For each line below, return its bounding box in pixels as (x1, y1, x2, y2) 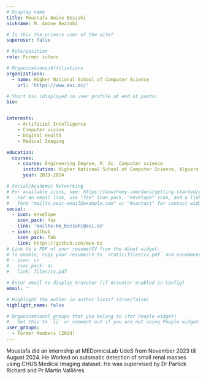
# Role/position (6, 48, 48, 55)
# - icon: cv (6, 257, 40, 264)
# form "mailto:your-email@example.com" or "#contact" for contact (6, 200, 188, 206)
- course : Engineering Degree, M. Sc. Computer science (17, 161, 164, 167)
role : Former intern (6, 54, 59, 60)
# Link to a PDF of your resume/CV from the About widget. (6, 246, 161, 252)
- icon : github (12, 229, 51, 235)
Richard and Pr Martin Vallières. (6, 366, 86, 374)
